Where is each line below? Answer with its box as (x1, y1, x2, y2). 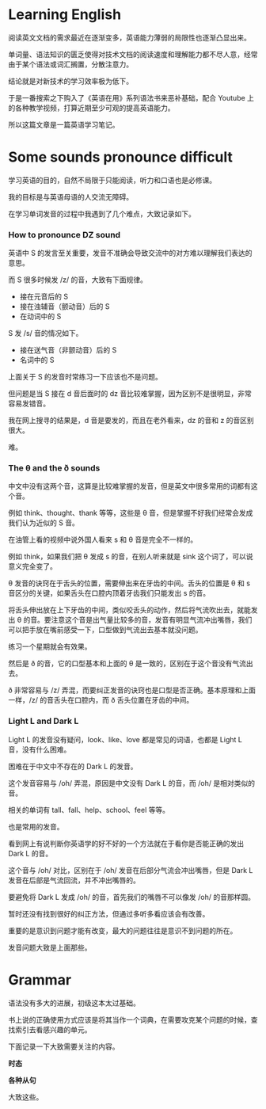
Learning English (8, 6, 121, 24)
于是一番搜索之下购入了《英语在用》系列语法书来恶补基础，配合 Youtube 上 (8, 93, 255, 102)
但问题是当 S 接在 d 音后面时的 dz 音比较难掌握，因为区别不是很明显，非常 (8, 389, 252, 398)
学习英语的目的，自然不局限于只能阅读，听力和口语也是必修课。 (8, 175, 216, 185)
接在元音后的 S (19, 292, 69, 302)
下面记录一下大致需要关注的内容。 (8, 1042, 120, 1051)
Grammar (8, 970, 72, 989)
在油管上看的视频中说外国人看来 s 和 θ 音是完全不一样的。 (8, 535, 198, 544)
